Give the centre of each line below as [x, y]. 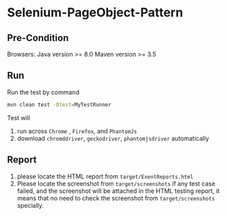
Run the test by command [43, 92]
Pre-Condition [38, 38]
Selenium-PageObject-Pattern [95, 13]
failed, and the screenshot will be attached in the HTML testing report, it [118, 191]
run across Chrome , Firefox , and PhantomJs [77, 131]
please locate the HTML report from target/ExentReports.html [105, 176]
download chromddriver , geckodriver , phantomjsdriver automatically [113, 138]
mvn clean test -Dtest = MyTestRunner [59, 105]
